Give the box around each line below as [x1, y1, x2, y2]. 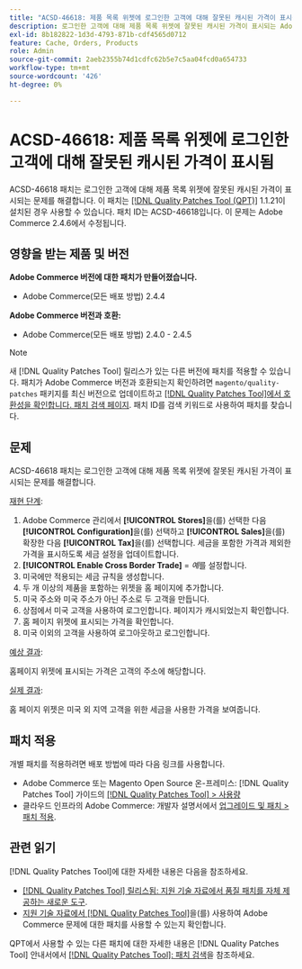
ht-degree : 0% [9, 80, 63, 89]
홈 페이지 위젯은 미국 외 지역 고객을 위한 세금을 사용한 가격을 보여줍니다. [9, 704, 261, 715]
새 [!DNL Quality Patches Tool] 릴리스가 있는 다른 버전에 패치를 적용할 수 [9, 366, 268, 376]
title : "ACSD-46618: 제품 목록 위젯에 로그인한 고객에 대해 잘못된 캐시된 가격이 [9, 13, 276, 23]
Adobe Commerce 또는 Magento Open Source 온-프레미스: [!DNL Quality [22, 778, 289, 788]
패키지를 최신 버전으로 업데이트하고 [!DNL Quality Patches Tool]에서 [40, 388, 281, 399]
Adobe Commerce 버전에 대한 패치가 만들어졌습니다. [9, 272, 198, 283]
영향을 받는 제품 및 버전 [9, 246, 130, 261]
